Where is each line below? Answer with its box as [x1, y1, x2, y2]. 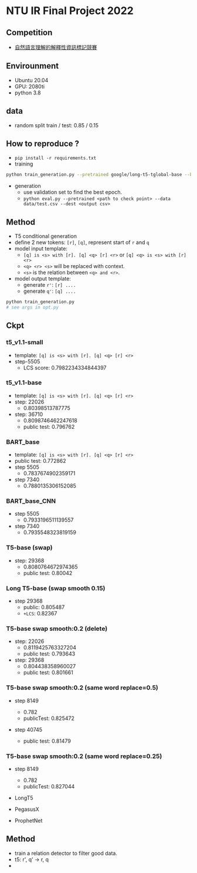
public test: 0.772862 [14, 458, 66, 465]
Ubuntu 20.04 [14, 76, 49, 83]
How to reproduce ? [6, 139, 80, 149]
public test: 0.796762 [23, 423, 75, 430]
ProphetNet [14, 817, 43, 824]
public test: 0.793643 [23, 650, 76, 658]
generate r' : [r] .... [23, 282, 76, 289]
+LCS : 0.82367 [23, 610, 57, 617]
